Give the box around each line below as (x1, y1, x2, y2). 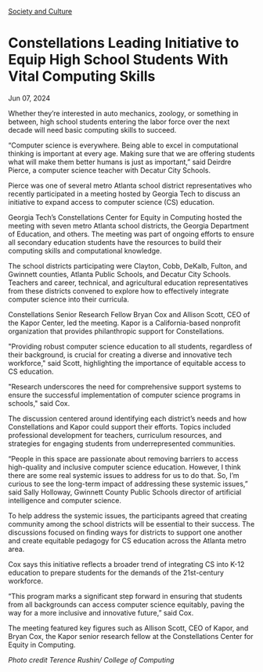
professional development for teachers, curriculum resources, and (8, 430, 222, 440)
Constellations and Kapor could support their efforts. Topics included (8, 422, 231, 431)
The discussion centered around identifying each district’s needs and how (8, 414, 247, 423)
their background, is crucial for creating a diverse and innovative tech (8, 349, 232, 360)
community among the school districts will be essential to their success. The (8, 519, 255, 528)
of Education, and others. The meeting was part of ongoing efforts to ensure (8, 229, 254, 239)
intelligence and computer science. (8, 495, 121, 505)
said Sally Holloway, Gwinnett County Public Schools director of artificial (8, 487, 242, 497)
